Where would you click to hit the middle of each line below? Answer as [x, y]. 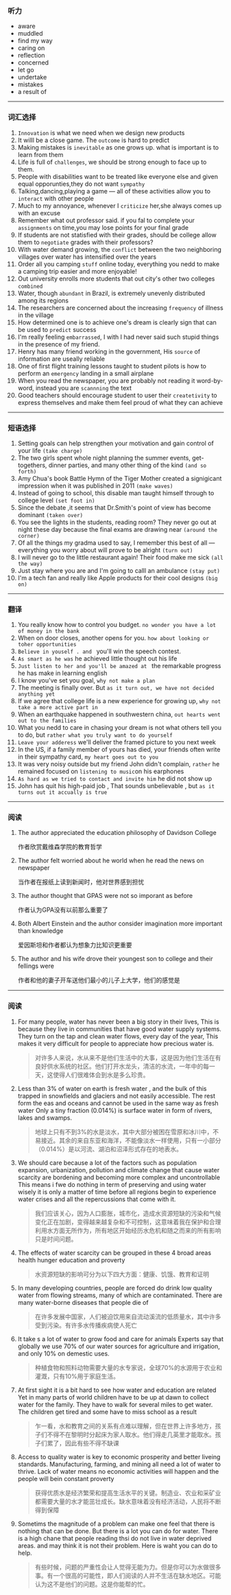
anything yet [36, 694]
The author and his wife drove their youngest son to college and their [115, 959]
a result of [32, 92]
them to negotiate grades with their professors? [85, 242]
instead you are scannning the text [84, 388]
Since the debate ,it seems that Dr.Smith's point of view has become [114, 507]
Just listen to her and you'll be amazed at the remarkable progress [119, 666]
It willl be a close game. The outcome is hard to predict [94, 140]
